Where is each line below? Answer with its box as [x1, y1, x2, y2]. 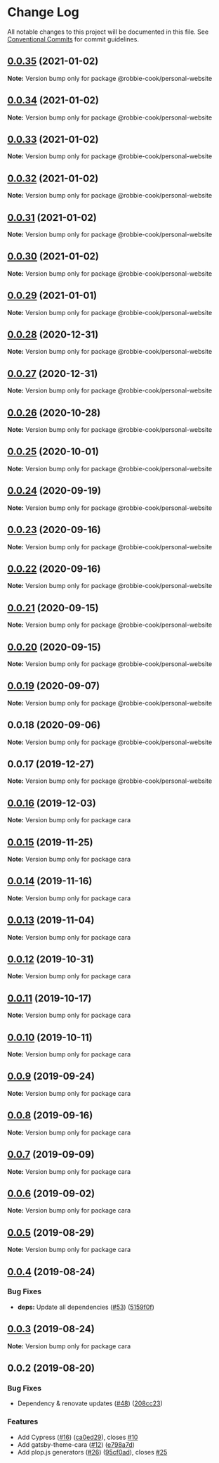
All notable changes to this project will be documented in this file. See [7, 27, 209, 36]
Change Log [7, 4, 79, 20]
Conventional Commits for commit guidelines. [7, 34, 139, 43]
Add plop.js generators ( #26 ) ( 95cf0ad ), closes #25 [17, 1448, 168, 1456]
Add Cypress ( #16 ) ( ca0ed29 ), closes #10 [17, 1433, 138, 1441]
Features [7, 1417, 39, 1426]
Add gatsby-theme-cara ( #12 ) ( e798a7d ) [17, 1440, 135, 1449]
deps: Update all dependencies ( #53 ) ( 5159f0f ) [17, 1303, 154, 1311]
